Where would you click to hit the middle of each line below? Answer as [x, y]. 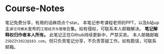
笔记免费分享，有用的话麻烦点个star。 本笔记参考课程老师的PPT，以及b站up [82, 22]
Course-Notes [35, 9]
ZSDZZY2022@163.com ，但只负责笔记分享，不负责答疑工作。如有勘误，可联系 [81, 41]
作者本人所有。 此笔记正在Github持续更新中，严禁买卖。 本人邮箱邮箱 [88, 35]
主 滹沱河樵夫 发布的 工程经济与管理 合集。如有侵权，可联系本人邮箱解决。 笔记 [79, 28]
